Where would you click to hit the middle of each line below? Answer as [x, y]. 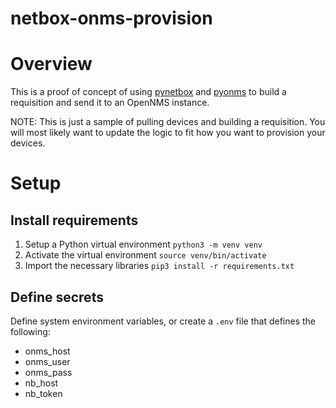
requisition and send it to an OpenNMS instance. [110, 103]
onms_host [47, 351]
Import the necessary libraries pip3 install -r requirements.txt [159, 266]
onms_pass [48, 372]
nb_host [41, 383]
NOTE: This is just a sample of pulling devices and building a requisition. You [168, 122]
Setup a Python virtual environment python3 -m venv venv [143, 244]
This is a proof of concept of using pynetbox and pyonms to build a [148, 92]
